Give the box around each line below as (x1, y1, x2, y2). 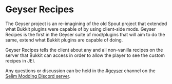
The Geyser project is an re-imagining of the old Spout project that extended (5, 20, 167, 27)
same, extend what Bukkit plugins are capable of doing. (5, 37, 123, 43)
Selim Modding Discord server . (5, 73, 71, 79)
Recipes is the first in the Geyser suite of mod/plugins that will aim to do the (5, 31, 165, 37)
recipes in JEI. (5, 57, 35, 64)
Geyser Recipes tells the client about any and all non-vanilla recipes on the (5, 47, 163, 53)
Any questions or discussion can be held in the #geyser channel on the (5, 68, 156, 74)
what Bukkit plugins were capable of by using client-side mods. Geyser (5, 26, 156, 32)
